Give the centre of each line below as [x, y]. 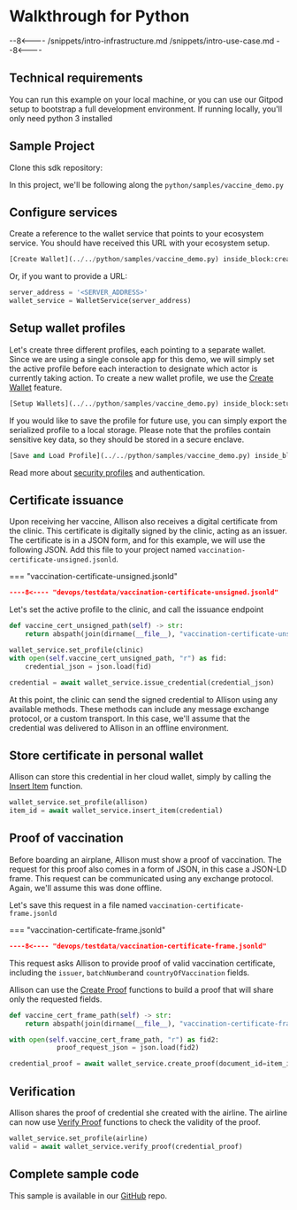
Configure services [63, 212]
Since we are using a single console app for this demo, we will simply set [142, 359]
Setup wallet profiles [68, 328]
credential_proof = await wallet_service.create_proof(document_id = [138, 1064]
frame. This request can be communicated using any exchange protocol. [141, 878]
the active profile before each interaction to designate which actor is [133, 368]
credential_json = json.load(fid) [88, 666]
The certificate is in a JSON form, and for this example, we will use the [137, 540]
